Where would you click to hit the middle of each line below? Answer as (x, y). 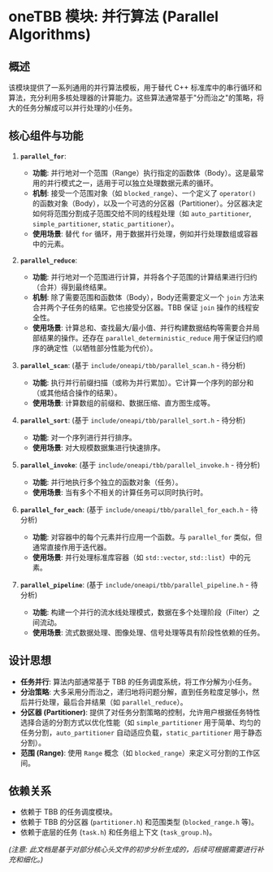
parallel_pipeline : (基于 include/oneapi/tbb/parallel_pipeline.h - (134, 584)
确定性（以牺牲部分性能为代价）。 (102, 348)
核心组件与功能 (46, 136)
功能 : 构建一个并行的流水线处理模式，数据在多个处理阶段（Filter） (143, 612)
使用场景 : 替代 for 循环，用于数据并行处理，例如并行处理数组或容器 (145, 233)
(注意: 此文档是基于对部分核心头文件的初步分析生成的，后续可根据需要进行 (133, 849)
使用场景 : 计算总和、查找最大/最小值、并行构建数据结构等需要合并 (143, 328)
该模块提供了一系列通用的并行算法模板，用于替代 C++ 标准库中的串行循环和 (135, 87)
